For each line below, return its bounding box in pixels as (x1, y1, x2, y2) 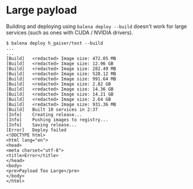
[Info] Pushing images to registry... (6, 117, 109, 123)
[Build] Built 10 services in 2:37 (6, 106, 98, 113)
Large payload (6, 3, 77, 17)
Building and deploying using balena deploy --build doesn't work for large (6, 23, 187, 30)
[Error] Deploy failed (6, 127, 67, 133)
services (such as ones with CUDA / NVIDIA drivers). (6, 29, 133, 36)
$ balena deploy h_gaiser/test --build (6, 40, 104, 46)
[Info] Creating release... (6, 111, 82, 117)
